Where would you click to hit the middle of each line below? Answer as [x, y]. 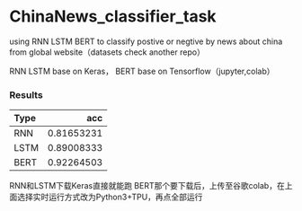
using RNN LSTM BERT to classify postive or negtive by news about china [146, 41]
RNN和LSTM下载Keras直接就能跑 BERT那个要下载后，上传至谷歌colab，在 [147, 186]
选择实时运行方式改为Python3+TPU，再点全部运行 [110, 197]
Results [26, 94]
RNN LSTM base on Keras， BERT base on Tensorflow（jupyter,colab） [142, 71]
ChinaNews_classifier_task [113, 17]
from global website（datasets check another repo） [107, 52]
